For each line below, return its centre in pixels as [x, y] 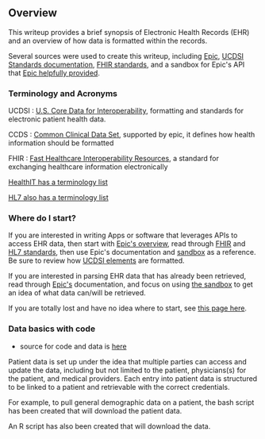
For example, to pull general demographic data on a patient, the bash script [131, 402]
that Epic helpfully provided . [54, 73]
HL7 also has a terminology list [58, 198]
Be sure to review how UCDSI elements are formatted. [96, 260]
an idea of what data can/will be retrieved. [77, 293]
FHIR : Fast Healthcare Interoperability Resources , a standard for [114, 159]
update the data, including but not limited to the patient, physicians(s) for [127, 370]
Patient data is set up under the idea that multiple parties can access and [128, 361]
